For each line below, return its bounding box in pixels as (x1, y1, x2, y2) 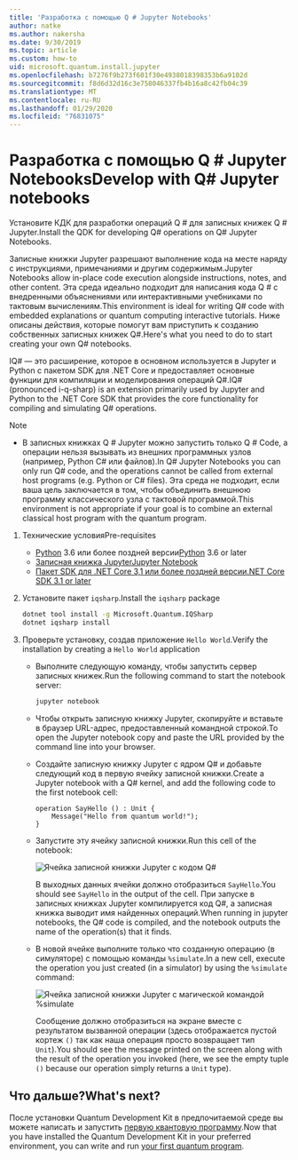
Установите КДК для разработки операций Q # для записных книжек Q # (9, 218, 287, 228)
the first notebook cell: (35, 787, 118, 798)
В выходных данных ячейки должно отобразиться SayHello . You (35, 878, 277, 889)
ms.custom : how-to (9, 54, 77, 63)
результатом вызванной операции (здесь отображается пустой (35, 1025, 277, 1036)
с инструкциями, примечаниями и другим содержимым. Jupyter (9, 263, 254, 274)
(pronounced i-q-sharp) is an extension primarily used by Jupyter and (9, 384, 265, 395)
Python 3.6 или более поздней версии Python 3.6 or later (35, 547, 247, 558)
